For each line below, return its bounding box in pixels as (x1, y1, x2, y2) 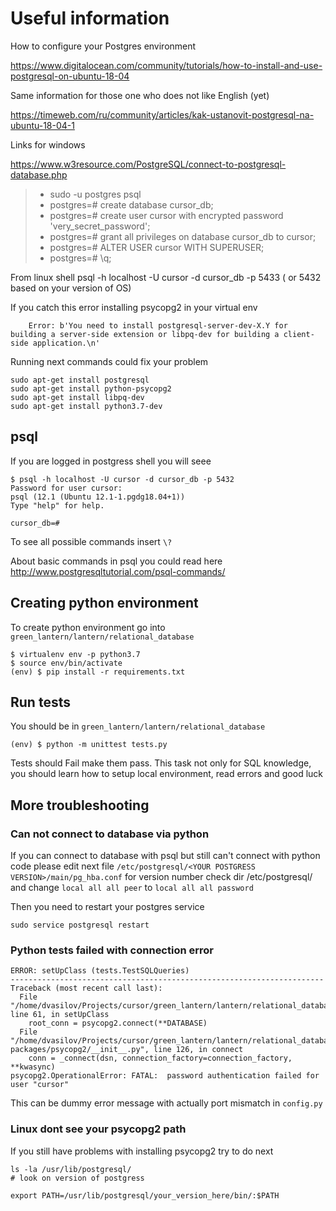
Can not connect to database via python (10, 827, 210, 841)
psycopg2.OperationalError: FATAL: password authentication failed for (10, 1071, 320, 1081)
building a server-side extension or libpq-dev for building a (10, 329, 280, 339)
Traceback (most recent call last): (10, 983, 163, 994)
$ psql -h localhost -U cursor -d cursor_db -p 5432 (10, 474, 235, 484)
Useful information (10, 7, 170, 30)
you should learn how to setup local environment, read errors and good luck (10, 768, 324, 780)
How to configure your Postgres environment (10, 40, 197, 52)
